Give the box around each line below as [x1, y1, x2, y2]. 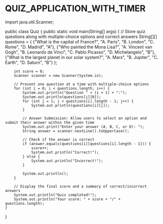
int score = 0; [14, 69, 45, 74]
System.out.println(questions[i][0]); [22, 94, 101, 99]
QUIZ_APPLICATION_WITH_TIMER [5, 3, 146, 14]
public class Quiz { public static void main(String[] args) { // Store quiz [5, 28, 145, 34]
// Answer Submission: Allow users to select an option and [22, 115, 147, 121]
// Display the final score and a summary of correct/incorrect [14, 184, 147, 189]
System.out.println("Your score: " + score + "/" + [14, 197, 121, 202]
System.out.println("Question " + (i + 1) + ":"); [22, 90, 127, 95]
